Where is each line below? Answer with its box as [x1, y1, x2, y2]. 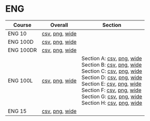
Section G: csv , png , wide [81, 93, 142, 100]
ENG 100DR [8, 46, 37, 53]
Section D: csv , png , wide [81, 74, 142, 81]
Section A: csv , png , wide [81, 54, 142, 62]
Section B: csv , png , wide [81, 61, 142, 68]
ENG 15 [8, 107, 27, 114]
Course [13, 21, 32, 28]
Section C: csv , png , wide [81, 67, 142, 74]
